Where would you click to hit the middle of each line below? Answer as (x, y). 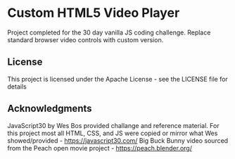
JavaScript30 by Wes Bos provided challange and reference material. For (113, 125)
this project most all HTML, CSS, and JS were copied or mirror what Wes (113, 133)
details (17, 87)
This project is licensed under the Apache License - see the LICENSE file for (118, 79)
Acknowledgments (50, 109)
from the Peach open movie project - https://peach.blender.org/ (100, 148)
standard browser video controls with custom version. (85, 39)
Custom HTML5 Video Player (94, 13)
